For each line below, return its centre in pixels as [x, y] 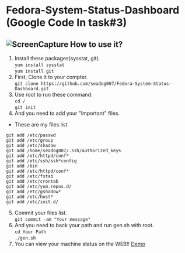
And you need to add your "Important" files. [67, 113]
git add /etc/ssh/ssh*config [41, 161]
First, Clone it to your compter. [51, 77]
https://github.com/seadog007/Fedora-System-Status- [106, 84]
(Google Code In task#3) [67, 23]
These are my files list [41, 124]
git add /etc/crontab [32, 182]
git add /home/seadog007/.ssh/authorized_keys [64, 151]
